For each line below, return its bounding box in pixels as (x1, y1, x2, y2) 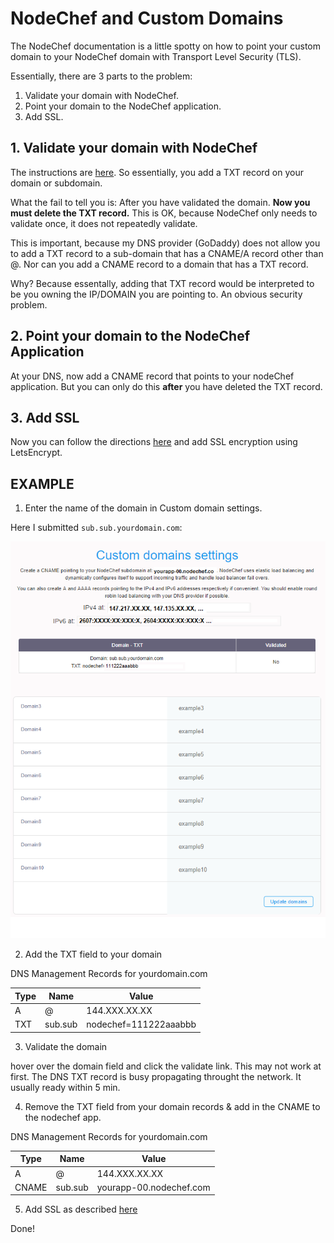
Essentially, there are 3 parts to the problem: (10, 70, 193, 82)
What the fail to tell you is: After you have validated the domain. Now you (10, 196, 311, 208)
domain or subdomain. (10, 177, 103, 189)
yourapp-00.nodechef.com (96, 1181, 211, 1193)
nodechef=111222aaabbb (86, 1018, 197, 1031)
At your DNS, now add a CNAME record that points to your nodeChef (10, 370, 295, 382)
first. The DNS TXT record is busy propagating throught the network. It (10, 1070, 302, 1082)
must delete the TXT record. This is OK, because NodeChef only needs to (10, 207, 318, 219)
